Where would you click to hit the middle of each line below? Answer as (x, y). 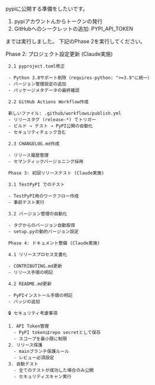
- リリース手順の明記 (30, 272)
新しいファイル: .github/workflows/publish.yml (65, 113)
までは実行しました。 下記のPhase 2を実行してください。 (76, 41)
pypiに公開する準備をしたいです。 (47, 9)
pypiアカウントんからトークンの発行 (58, 21)
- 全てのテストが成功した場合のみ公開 (54, 370)
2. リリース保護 (25, 345)
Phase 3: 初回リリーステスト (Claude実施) (56, 173)
